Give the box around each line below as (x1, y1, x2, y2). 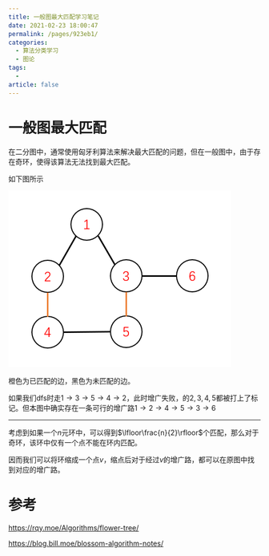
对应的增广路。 (14, 465, 65, 474)
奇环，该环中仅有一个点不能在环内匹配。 (8, 437, 142, 447)
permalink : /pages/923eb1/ (8, 30, 98, 38)
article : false (8, 80, 59, 88)
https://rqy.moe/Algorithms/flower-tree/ (8, 522, 139, 533)
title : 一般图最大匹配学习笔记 (8, 13, 99, 21)
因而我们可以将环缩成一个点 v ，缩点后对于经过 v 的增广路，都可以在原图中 (8, 454, 248, 465)
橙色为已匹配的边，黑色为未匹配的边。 (8, 375, 134, 385)
